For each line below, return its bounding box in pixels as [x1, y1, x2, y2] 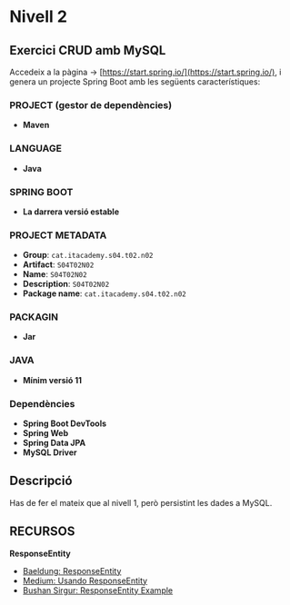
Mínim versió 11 [22, 374, 83, 385]
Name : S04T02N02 [22, 269, 88, 280]
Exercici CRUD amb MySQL [9, 43, 166, 58]
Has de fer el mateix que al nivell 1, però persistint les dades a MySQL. [9, 497, 273, 508]
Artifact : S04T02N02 [22, 259, 95, 270]
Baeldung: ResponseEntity [22, 565, 122, 576]
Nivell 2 [9, 6, 68, 27]
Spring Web [22, 428, 69, 439]
